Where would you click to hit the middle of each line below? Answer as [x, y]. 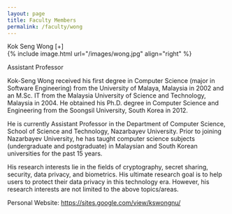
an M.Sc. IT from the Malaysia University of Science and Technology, [107, 95]
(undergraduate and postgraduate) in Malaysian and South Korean [102, 146]
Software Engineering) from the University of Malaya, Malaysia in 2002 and [116, 89]
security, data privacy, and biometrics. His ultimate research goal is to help [115, 174]
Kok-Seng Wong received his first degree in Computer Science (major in [111, 81]
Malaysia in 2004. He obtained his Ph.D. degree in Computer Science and [113, 103]
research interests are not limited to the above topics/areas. [93, 190]
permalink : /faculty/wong [45, 26]
